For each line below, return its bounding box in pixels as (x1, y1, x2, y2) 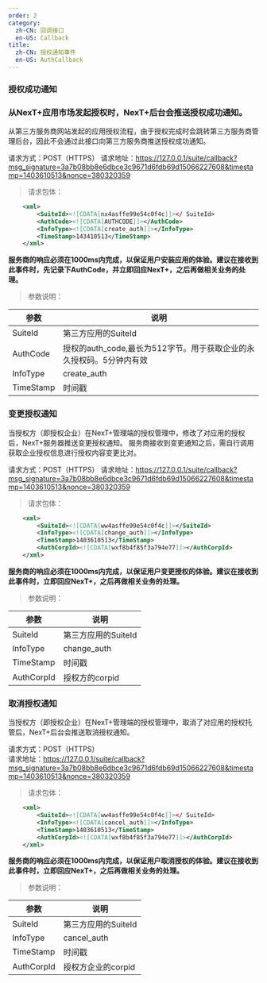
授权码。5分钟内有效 (70, 355, 149, 366)
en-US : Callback (15, 33, 69, 42)
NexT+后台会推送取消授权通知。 (29, 727, 134, 737)
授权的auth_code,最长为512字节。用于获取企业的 (62, 343, 247, 354)
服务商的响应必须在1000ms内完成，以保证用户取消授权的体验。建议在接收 (8, 856, 252, 865)
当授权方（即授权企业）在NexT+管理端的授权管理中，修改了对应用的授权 (8, 428, 246, 438)
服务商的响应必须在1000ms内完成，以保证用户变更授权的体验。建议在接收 (8, 566, 252, 576)
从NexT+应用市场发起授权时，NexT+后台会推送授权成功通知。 (8, 106, 248, 118)
